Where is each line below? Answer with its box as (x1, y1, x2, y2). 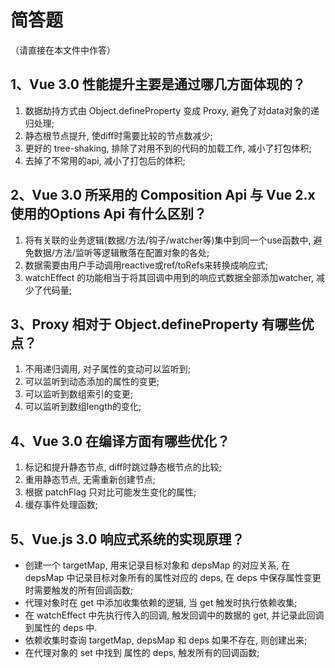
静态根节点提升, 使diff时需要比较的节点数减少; (24, 129, 213, 141)
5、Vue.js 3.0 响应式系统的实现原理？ (10, 531, 245, 548)
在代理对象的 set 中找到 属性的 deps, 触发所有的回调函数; (24, 647, 260, 658)
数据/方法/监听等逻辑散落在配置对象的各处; (33, 246, 210, 258)
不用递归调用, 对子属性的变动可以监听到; (24, 363, 191, 375)
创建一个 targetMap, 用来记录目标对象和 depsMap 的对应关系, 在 (24, 559, 291, 571)
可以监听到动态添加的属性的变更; (24, 376, 160, 388)
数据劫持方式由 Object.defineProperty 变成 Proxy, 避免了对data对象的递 (24, 104, 320, 116)
